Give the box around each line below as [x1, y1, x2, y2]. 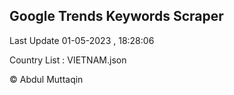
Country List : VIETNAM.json [9, 54, 127, 66]
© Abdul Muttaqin [9, 73, 84, 85]
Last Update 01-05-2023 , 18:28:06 [9, 34, 155, 46]
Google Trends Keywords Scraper [9, 8, 224, 25]
